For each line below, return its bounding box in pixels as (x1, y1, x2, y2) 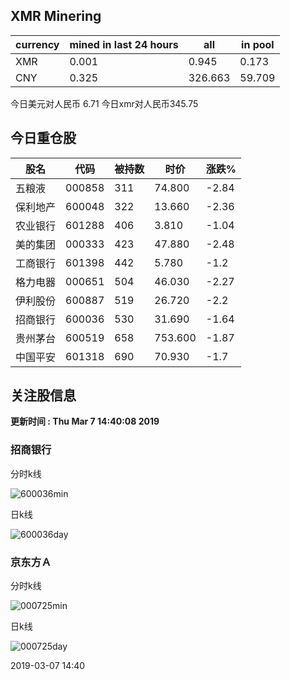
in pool (241, 37, 275, 51)
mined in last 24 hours (69, 37, 179, 51)
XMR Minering (10, 8, 102, 25)
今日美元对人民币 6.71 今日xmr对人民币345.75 (10, 97, 199, 109)
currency (15, 37, 60, 51)
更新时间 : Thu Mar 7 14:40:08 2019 (10, 415, 160, 428)
